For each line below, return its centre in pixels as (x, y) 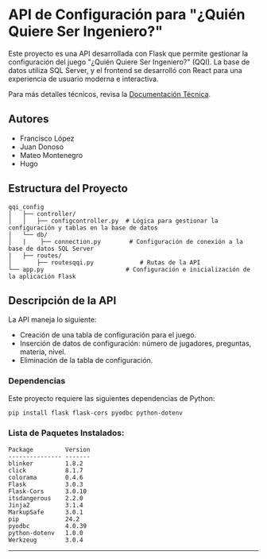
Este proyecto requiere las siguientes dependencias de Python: (112, 398)
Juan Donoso (42, 146)
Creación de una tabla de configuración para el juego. (108, 335)
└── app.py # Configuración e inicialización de (129, 269)
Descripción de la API (62, 301)
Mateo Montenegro (51, 155)
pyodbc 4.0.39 (48, 526)
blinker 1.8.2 (46, 463)
